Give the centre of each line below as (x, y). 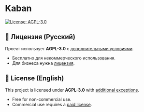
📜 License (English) (35, 78)
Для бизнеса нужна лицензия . (43, 63)
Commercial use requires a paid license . (52, 104)
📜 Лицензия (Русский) (40, 37)
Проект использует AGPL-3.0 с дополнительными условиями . (69, 48)
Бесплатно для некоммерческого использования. (64, 58)
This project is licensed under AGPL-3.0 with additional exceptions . (72, 90)
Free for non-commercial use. (42, 99)
